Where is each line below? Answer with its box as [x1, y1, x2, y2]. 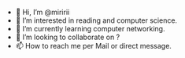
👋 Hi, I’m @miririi [15, 8, 70, 16]
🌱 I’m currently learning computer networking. [15, 24, 165, 33]
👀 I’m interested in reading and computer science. [15, 16, 178, 25]
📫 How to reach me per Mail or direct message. [15, 42, 172, 50]
